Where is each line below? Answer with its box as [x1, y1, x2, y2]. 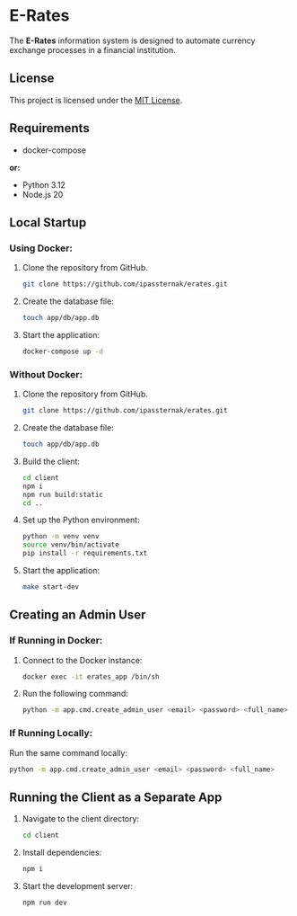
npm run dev [22, 898, 67, 908]
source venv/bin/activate [22, 540, 119, 549]
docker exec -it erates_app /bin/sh [22, 671, 160, 681]
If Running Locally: [9, 727, 93, 740]
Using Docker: [9, 242, 74, 254]
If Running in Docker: [9, 635, 103, 647]
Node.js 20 [22, 189, 64, 200]
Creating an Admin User [9, 608, 146, 623]
